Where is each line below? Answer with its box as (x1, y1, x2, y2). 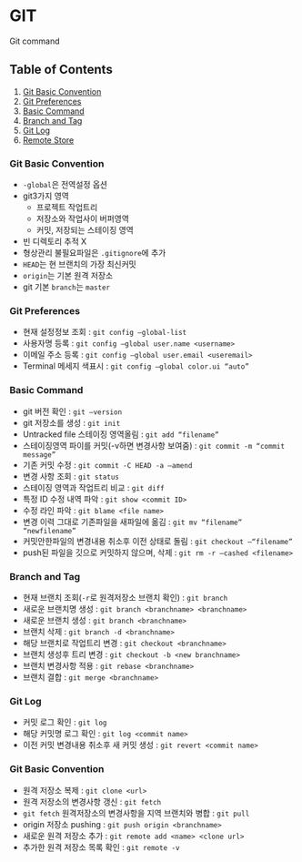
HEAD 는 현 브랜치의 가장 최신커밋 (22, 259, 136, 269)
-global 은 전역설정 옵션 (22, 179, 107, 190)
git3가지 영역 (22, 190, 70, 201)
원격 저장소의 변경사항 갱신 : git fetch (22, 796, 162, 806)
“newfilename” (22, 526, 76, 535)
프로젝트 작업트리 (35, 202, 98, 213)
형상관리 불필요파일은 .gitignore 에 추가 (22, 248, 166, 259)
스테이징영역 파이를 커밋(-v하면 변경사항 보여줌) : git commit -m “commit (22, 440, 285, 451)
